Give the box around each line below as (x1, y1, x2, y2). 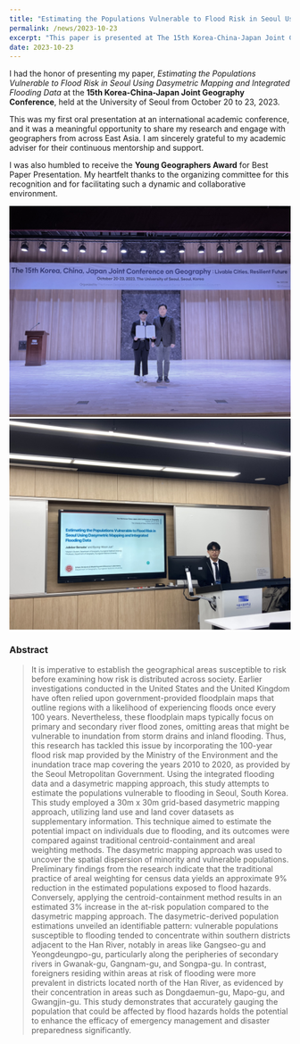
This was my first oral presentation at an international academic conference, (9, 114, 290, 125)
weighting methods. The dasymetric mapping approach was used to (30, 844, 283, 855)
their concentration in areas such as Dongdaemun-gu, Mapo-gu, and (30, 987, 286, 998)
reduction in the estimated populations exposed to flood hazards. (30, 882, 271, 893)
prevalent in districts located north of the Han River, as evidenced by (30, 977, 284, 988)
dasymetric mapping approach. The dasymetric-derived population (30, 911, 279, 922)
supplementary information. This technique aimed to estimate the (30, 815, 272, 826)
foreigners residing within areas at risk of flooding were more (30, 967, 256, 978)
